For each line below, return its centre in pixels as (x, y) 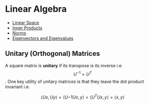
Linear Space (26, 23)
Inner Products (27, 27)
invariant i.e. (18, 87)
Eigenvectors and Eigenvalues (43, 38)
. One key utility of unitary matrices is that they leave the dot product (74, 81)
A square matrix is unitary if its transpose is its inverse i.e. (64, 65)
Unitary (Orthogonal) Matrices (53, 54)
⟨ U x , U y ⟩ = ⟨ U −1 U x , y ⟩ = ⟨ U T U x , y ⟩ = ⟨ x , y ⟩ (83, 97)
